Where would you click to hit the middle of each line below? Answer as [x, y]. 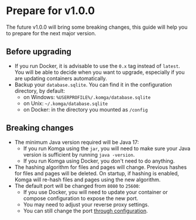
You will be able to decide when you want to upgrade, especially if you [100, 72]
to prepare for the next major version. [51, 33]
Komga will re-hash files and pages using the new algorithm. [87, 180]
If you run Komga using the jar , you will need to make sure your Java [107, 148]
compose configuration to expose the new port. [81, 198]
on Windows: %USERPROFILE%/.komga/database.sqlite [87, 97]
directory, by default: [40, 91]
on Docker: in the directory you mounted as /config [85, 109]
